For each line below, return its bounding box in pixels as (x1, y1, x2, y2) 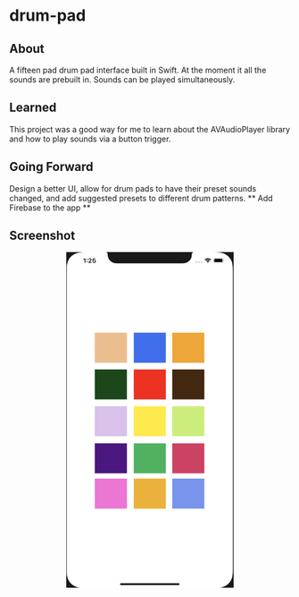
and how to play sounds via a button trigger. (9, 133, 171, 144)
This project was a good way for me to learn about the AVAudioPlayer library (9, 124, 291, 134)
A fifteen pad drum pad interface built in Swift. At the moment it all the (9, 64, 267, 75)
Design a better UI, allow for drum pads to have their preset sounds (9, 183, 257, 193)
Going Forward (9, 159, 94, 175)
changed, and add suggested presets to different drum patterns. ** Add (9, 192, 274, 203)
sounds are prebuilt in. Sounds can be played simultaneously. (9, 74, 236, 85)
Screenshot (9, 228, 76, 243)
